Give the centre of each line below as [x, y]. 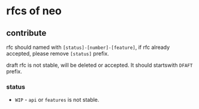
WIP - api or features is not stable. [57, 100]
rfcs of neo [34, 11]
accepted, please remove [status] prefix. [58, 54]
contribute [26, 33]
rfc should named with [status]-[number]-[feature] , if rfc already [88, 47]
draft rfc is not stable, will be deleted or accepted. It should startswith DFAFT [99, 65]
